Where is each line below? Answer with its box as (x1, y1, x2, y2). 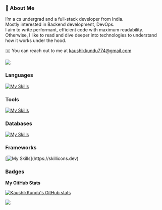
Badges (5, 168, 24, 175)
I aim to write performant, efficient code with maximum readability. (5, 27, 144, 33)
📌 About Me (5, 5, 35, 12)
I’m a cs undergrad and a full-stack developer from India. (5, 16, 124, 22)
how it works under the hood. (5, 37, 67, 44)
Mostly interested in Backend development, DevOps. (5, 21, 115, 27)
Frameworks (5, 144, 37, 151)
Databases (5, 120, 32, 127)
